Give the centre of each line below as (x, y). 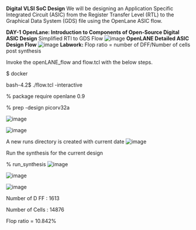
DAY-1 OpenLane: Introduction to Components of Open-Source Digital (93, 32)
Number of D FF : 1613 (33, 198)
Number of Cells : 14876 (35, 210)
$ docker (17, 73)
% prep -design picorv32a (38, 107)
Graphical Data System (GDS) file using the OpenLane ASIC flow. (84, 21)
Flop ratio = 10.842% (31, 221)
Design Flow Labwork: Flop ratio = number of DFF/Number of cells (98, 44)
